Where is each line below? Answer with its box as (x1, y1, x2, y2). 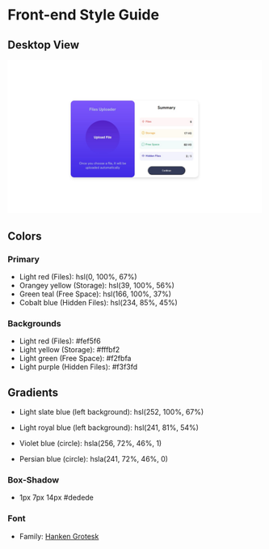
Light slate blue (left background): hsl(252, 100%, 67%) (19, 406, 204, 416)
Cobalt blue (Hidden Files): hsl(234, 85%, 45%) (19, 297, 179, 307)
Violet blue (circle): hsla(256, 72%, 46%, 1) (19, 438, 162, 448)
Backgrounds (7, 317, 61, 329)
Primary (7, 253, 40, 265)
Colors (7, 229, 42, 243)
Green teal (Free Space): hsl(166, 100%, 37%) (19, 289, 171, 299)
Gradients (7, 385, 59, 399)
